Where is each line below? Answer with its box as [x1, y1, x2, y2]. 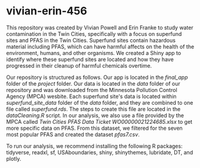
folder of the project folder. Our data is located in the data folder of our [6, 80, 181, 87]
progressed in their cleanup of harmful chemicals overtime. [6, 62, 152, 69]
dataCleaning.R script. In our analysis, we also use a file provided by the [6, 112, 184, 119]
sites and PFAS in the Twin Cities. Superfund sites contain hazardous [6, 36, 176, 44]
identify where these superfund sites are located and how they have [6, 56, 174, 63]
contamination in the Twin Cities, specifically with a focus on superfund [6, 30, 182, 37]
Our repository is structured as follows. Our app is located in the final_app [6, 74, 188, 81]
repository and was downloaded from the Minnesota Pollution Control [6, 86, 177, 93]
